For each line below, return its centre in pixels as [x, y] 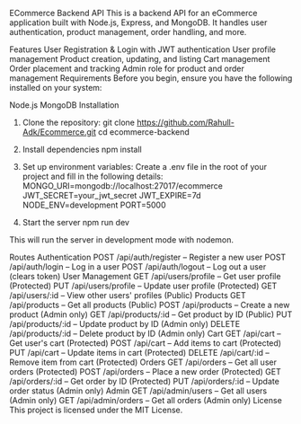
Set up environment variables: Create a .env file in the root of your [145, 167]
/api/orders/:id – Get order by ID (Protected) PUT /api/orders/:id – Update [145, 381]
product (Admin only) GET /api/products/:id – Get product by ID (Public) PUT [151, 314]
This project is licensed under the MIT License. [96, 410]
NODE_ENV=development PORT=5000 [94, 205]
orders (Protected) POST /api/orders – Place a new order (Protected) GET [145, 371]
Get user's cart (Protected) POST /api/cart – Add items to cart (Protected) [145, 343]
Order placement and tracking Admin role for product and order [127, 68]
